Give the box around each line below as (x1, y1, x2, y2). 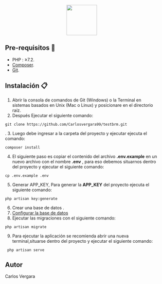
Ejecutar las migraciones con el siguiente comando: (12, 215, 116, 221)
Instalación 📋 (5, 82, 48, 90)
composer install (5, 145, 40, 150)
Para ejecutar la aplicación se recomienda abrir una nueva (12, 233, 129, 239)
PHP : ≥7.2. (12, 56, 35, 63)
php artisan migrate (5, 224, 47, 229)
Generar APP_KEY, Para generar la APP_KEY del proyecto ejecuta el (12, 182, 149, 187)
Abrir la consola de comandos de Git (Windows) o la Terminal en (12, 97, 142, 103)
